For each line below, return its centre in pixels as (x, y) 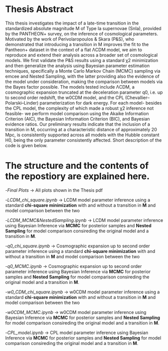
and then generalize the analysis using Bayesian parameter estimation (77, 66)
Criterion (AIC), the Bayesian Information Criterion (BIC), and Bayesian (78, 119)
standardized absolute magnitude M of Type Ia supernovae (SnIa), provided (83, 28)
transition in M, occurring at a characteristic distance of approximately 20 (81, 129)
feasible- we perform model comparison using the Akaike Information (77, 113)
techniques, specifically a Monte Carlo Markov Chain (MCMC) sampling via (83, 71)
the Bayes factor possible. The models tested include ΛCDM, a (70, 87)
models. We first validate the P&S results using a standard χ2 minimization (82, 60)
